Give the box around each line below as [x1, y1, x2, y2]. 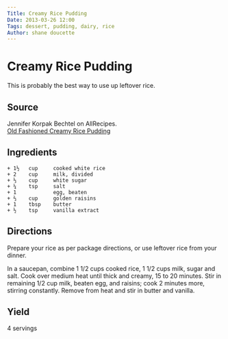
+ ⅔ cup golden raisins [7, 195, 97, 202]
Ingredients [7, 147, 58, 159]
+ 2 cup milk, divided [7, 171, 94, 178]
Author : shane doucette [7, 29, 75, 36]
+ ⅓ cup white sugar [7, 176, 88, 184]
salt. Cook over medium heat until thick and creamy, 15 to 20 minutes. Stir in [7, 272, 221, 280]
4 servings [7, 324, 38, 333]
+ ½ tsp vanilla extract [7, 207, 99, 213]
